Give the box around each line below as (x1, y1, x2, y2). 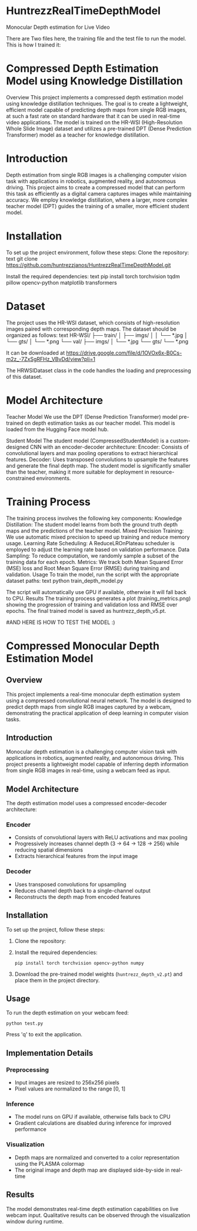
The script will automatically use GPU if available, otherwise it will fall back (6, 588, 187, 595)
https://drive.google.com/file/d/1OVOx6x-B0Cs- (66, 349, 182, 356)
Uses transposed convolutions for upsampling (14, 880, 126, 888)
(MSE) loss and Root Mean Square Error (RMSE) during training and (6, 565, 169, 572)
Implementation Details (6, 1048, 94, 1058)
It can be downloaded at (6, 349, 65, 356)
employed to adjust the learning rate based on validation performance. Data (6, 546, 190, 553)
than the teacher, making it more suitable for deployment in (6, 468, 149, 475)
